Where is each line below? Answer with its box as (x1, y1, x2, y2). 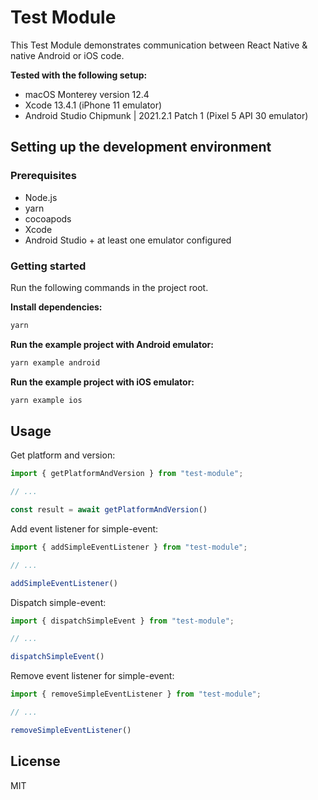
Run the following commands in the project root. (10, 281, 209, 293)
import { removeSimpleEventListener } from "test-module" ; (10, 689, 262, 700)
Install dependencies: (10, 301, 103, 313)
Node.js (24, 191, 58, 203)
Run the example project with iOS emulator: (10, 376, 195, 388)
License (10, 753, 61, 770)
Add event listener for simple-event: (10, 522, 159, 535)
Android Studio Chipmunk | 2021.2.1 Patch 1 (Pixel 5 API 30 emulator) (24, 109, 309, 121)
